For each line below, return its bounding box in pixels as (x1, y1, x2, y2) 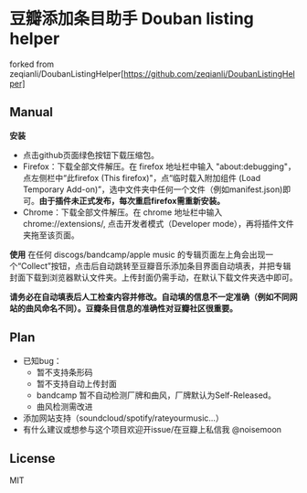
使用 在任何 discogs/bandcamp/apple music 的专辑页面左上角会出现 (9, 249, 266, 260)
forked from (9, 59, 55, 70)
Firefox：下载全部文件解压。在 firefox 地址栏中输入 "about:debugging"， (22, 161, 296, 172)
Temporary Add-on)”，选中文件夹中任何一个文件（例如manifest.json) (22, 184, 283, 195)
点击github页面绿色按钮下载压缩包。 (22, 149, 160, 160)
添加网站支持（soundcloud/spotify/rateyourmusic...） (22, 413, 224, 423)
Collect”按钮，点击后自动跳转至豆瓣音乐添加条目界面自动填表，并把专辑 (21, 260, 291, 271)
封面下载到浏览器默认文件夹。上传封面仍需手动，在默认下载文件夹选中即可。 (9, 272, 298, 283)
